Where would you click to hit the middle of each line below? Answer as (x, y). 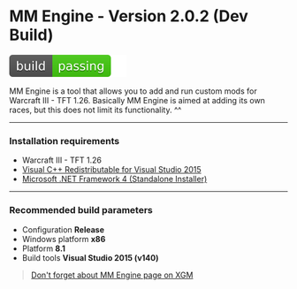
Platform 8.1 (44, 248)
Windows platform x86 (64, 239)
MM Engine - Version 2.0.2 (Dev (129, 16)
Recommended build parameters (81, 210)
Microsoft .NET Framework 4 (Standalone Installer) (114, 179)
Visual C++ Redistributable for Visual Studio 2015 (111, 170)
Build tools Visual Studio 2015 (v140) (90, 257)
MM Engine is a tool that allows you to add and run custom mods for (133, 91)
